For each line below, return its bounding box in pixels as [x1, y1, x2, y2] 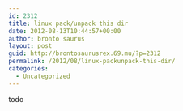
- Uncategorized [15, 72, 70, 80]
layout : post [8, 42, 53, 50]
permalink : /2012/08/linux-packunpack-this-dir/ [8, 58, 176, 66]
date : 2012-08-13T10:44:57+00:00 [8, 27, 121, 35]
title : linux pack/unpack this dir [8, 19, 129, 28]
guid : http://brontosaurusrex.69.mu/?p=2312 [8, 49, 161, 58]
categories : [8, 65, 49, 73]
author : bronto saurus [8, 34, 85, 43]
